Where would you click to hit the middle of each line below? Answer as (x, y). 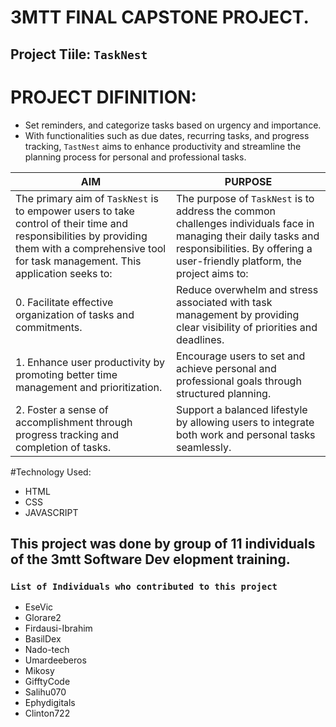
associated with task (224, 302)
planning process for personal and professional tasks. (135, 157)
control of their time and (71, 223)
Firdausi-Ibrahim (58, 628)
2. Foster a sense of (62, 409)
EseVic (39, 607)
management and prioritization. (89, 387)
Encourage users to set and (241, 356)
